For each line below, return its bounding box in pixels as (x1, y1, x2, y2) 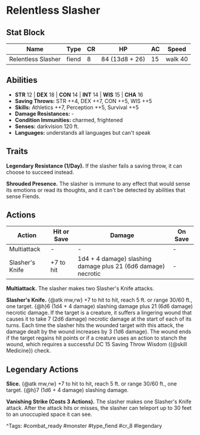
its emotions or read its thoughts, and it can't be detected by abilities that (6, 186, 186, 194)
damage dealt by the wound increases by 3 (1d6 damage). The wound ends (6, 328, 192, 335)
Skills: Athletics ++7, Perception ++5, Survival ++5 (14, 104, 139, 111)
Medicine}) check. (6, 347, 51, 355)
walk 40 (165, 55, 189, 63)
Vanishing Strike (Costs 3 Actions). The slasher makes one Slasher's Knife (6, 398, 192, 405)
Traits (6, 147, 29, 157)
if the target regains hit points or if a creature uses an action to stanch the (6, 334, 187, 341)
